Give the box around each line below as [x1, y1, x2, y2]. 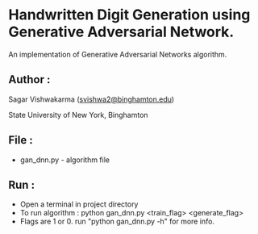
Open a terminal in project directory [19, 199, 139, 209]
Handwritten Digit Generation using [8, 6, 251, 24]
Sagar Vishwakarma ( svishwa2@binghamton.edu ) [8, 94, 175, 104]
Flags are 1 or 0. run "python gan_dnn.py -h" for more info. [19, 216, 215, 227]
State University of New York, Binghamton [8, 110, 148, 119]
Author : [8, 73, 51, 86]
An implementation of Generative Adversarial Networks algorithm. [8, 49, 227, 59]
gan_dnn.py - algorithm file [19, 155, 110, 165]
